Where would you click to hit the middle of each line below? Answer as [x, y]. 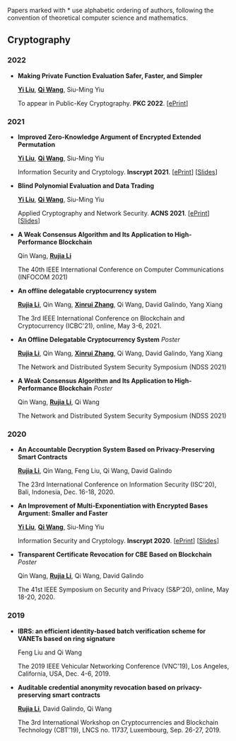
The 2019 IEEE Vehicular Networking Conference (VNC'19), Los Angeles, [123, 666]
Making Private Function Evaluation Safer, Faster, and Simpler [110, 76]
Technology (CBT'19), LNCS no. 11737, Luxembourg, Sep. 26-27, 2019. [119, 730]
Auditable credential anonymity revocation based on [96, 687]
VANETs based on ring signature [66, 638]
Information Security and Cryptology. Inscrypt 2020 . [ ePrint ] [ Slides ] [118, 541]
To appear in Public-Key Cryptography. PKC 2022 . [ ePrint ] [103, 103]
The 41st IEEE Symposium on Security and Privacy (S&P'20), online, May [123, 590]
